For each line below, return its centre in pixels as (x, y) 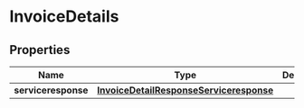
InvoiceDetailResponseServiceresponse (185, 90)
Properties (40, 50)
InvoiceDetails (64, 17)
